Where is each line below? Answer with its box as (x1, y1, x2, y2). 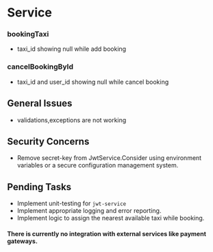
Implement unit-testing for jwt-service (16, 199, 127, 207)
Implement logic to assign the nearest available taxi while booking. (16, 214, 205, 222)
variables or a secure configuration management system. (16, 161, 179, 170)
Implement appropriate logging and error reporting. (16, 207, 162, 215)
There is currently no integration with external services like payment (7, 229, 207, 238)
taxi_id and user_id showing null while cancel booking (16, 78, 169, 86)
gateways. (7, 237, 38, 245)
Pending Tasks (7, 181, 72, 193)
